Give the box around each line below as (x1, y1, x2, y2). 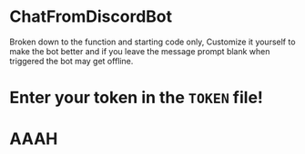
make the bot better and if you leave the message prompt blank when (9, 45, 270, 56)
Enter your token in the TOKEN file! (9, 88, 264, 108)
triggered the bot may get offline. (9, 55, 134, 66)
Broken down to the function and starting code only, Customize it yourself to (9, 36, 296, 47)
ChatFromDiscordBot (9, 6, 173, 27)
